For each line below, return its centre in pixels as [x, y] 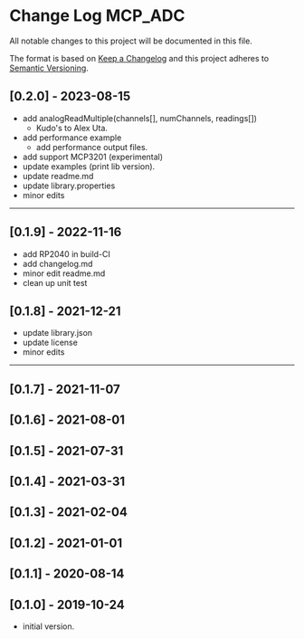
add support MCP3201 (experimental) [93, 157]
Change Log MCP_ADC [97, 16]
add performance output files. [92, 147]
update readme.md [58, 176]
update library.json [57, 333]
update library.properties [69, 186]
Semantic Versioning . [49, 68]
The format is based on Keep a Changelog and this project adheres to [139, 58]
